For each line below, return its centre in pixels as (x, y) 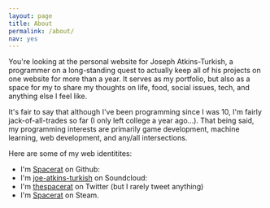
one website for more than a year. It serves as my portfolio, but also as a (129, 79)
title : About (30, 24)
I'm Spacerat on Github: (60, 169)
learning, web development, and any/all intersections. (98, 138)
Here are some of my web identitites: (70, 154)
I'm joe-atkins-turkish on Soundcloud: (84, 178)
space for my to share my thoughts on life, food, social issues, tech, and (129, 88)
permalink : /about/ (41, 31)
